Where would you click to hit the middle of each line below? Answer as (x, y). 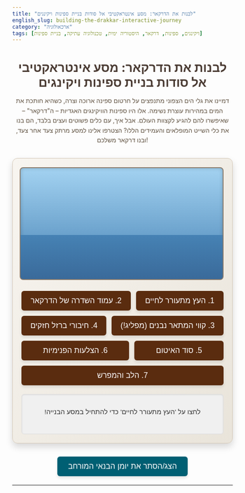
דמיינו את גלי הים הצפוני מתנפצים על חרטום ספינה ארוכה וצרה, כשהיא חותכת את (122, 101)
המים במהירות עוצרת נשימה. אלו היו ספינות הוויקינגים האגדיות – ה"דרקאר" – (122, 110)
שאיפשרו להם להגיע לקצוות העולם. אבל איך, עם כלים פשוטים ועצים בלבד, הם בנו (122, 120)
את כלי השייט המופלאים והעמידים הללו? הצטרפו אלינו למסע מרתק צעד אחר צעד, (122, 130)
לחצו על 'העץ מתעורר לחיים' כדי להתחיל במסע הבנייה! (122, 412)
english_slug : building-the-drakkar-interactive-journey (97, 20)
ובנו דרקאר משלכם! (122, 140)
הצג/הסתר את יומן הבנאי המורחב (122, 466)
